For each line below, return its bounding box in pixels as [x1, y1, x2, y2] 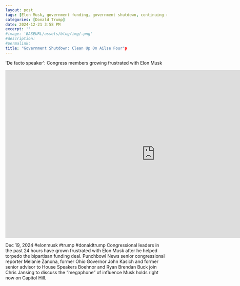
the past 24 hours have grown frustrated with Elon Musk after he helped [5, 247, 158, 254]
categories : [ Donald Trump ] [5, 17, 66, 22]
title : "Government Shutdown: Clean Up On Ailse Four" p [5, 46, 127, 51]
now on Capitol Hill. [5, 275, 47, 281]
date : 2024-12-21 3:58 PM [5, 22, 61, 27]
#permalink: [5, 41, 31, 46]
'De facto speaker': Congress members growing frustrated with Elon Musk [5, 59, 163, 66]
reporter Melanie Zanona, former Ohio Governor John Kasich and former [5, 258, 159, 264]
